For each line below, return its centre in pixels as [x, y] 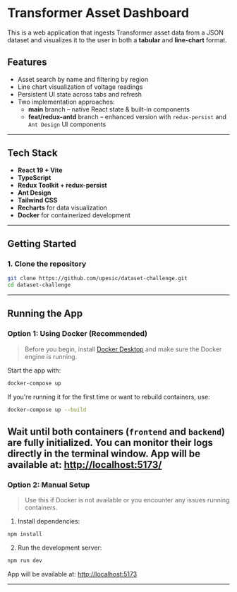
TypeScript [34, 177]
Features [27, 62]
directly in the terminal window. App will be [104, 453]
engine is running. [51, 356]
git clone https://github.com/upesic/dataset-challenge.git [98, 279]
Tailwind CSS [37, 200]
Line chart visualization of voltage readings [80, 87]
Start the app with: [34, 370]
